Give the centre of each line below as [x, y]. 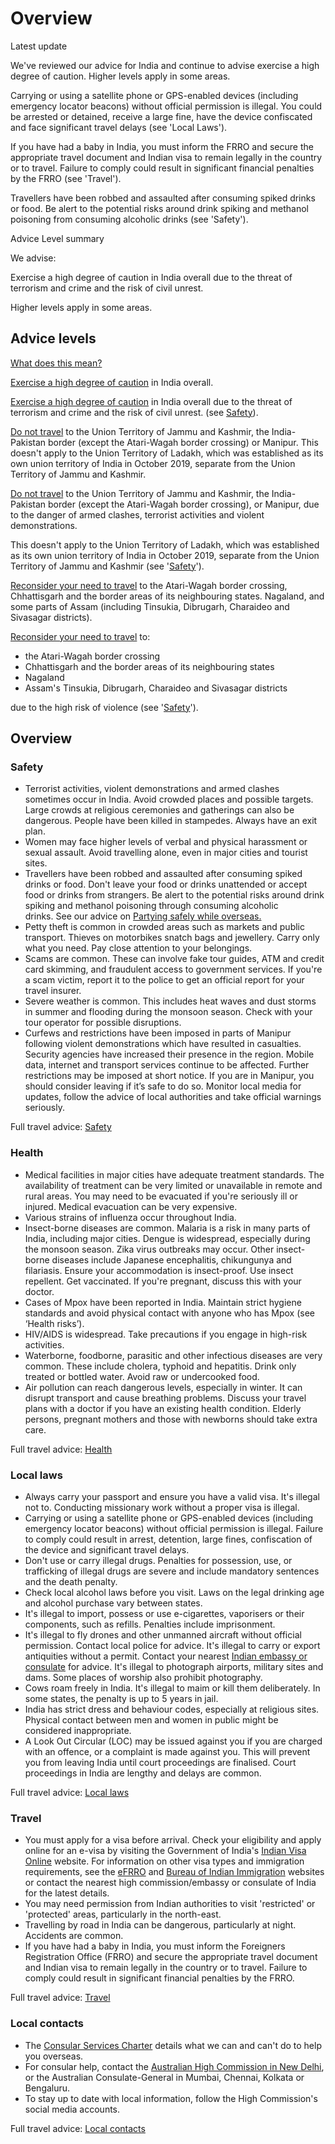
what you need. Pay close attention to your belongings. [138, 948]
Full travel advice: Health [61, 1449]
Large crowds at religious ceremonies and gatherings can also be [159, 810]
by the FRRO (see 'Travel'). [66, 178]
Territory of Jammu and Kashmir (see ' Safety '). [107, 566]
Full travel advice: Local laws [70, 1793]
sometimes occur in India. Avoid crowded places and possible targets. [169, 799]
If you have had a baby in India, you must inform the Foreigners [155, 1946]
